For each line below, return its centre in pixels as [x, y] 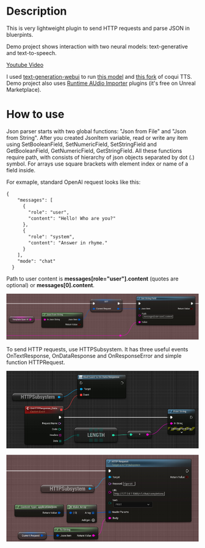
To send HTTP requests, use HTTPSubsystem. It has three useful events [97, 349]
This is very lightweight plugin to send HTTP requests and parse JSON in [98, 28]
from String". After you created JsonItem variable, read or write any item [97, 137]
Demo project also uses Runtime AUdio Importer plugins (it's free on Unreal [101, 83]
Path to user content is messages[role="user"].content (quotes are [92, 279]
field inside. [21, 170]
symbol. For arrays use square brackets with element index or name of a [97, 164]
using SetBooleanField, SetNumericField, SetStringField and [81, 144]
